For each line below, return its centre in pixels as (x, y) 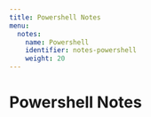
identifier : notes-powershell (81, 51)
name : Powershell (57, 42)
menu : (19, 26)
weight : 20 (45, 58)
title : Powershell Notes (55, 17)
